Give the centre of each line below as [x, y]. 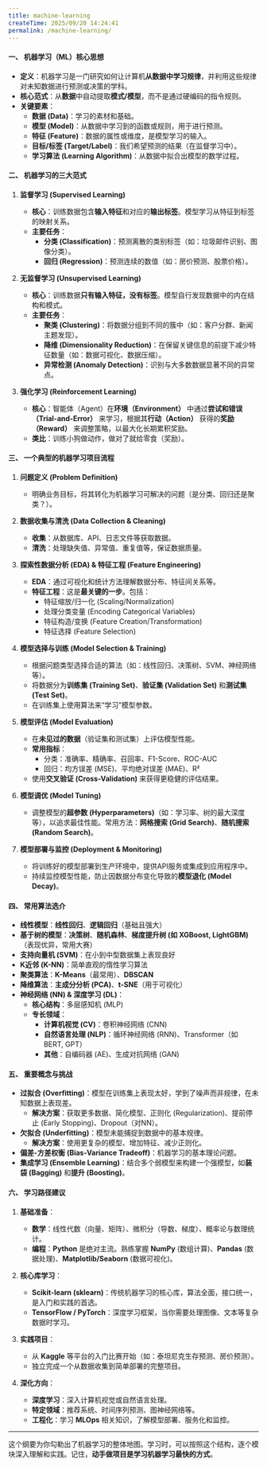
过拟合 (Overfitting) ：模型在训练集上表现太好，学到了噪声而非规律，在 [135, 1093]
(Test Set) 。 [52, 695]
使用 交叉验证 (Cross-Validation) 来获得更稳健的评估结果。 [127, 778]
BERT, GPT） [65, 1044]
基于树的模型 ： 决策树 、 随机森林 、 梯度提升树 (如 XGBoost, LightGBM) [134, 935]
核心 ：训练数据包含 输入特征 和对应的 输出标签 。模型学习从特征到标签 [143, 211]
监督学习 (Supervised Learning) [72, 194]
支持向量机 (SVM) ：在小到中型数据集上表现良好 [98, 955]
